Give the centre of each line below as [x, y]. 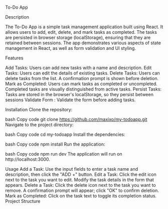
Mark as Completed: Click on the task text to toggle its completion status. [81, 196]
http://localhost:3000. [28, 159]
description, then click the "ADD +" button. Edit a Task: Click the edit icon [81, 174]
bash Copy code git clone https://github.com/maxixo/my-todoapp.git [76, 119]
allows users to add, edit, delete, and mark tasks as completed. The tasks [81, 32]
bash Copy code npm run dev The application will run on [64, 154]
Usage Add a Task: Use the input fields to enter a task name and [72, 169]
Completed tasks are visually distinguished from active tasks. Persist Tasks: [83, 89]
